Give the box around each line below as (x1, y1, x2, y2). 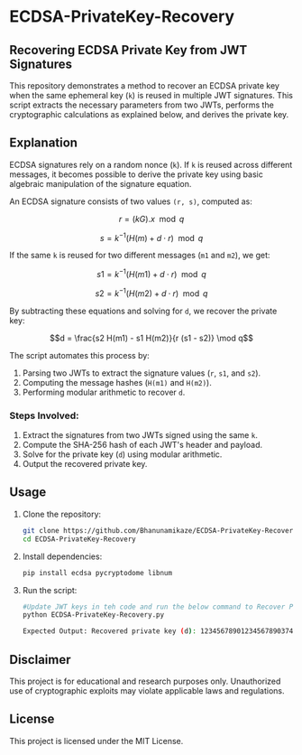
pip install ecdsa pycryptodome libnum (22, 568, 173, 577)
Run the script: (22, 584, 78, 595)
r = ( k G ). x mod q (118, 213, 185, 224)
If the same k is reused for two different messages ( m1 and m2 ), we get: (9, 250, 270, 261)
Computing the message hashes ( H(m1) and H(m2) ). (22, 377, 212, 387)
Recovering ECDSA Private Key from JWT (9, 42, 248, 58)
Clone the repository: (22, 508, 102, 519)
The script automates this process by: (9, 350, 151, 360)
